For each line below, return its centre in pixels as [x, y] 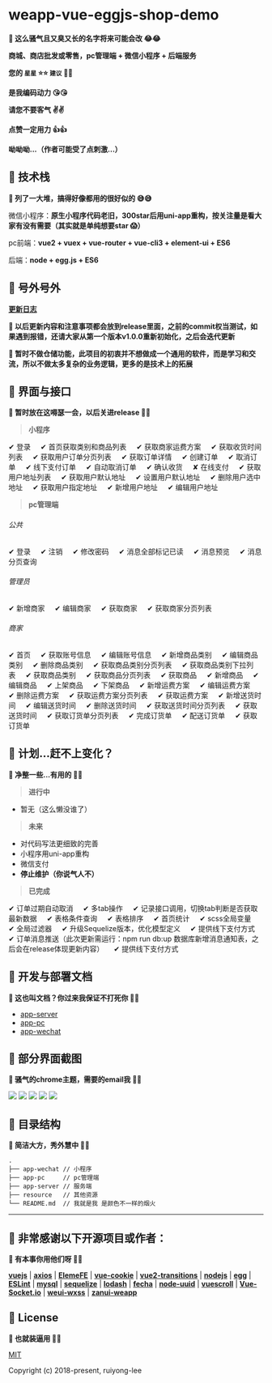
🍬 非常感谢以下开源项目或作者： [88, 1238]
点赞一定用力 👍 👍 [38, 129]
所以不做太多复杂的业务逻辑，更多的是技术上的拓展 [107, 364]
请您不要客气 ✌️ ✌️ [36, 109]
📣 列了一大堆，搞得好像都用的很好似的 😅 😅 [80, 198]
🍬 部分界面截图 [45, 1059]
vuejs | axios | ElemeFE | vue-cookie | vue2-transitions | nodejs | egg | [130, 1275]
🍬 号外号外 [34, 288]
